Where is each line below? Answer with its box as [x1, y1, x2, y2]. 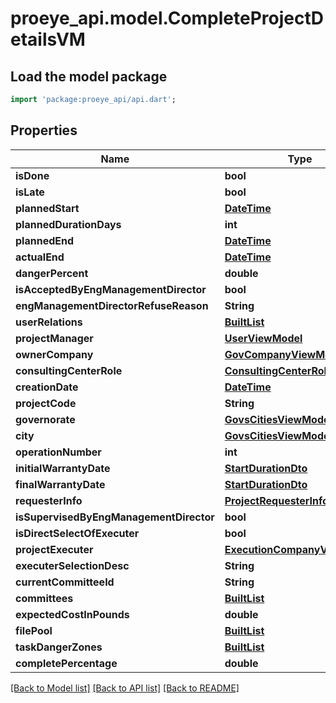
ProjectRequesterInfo [224, 493, 329, 507]
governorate [15, 412, 76, 426]
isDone [15, 168, 50, 182]
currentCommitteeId [15, 575, 115, 589]
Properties [10, 122, 78, 139]
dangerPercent [15, 266, 89, 280]
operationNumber [15, 445, 102, 459]
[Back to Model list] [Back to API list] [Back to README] [10, 682, 240, 694]
